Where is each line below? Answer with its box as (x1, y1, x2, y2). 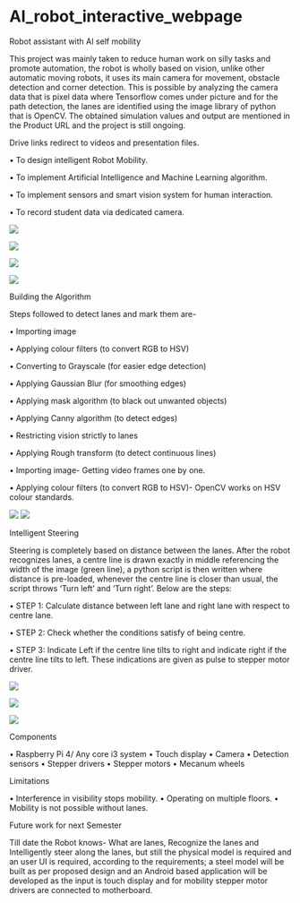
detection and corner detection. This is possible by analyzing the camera (9, 82, 279, 92)
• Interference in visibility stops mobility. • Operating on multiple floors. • (9, 793, 279, 804)
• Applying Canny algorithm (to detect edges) (9, 412, 178, 423)
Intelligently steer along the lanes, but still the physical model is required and (9, 847, 292, 857)
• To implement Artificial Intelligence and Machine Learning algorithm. (9, 172, 268, 183)
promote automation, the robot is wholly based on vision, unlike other (9, 63, 265, 73)
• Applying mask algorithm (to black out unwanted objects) (9, 395, 227, 406)
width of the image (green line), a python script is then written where (9, 563, 262, 574)
